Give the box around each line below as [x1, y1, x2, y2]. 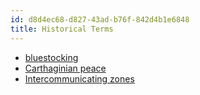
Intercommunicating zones [24, 72, 135, 85]
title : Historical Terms [10, 24, 114, 34]
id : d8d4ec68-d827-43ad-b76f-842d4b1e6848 [10, 14, 190, 25]
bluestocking [24, 51, 79, 63]
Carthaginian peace [24, 62, 107, 74]
